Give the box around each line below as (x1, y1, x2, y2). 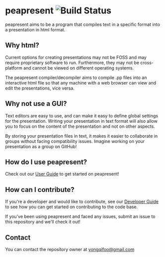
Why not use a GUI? (5, 99, 67, 108)
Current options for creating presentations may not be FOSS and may (5, 54, 147, 60)
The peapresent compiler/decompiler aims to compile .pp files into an (5, 75, 147, 81)
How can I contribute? (5, 185, 75, 194)
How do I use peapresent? (5, 158, 88, 166)
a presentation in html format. (5, 26, 65, 32)
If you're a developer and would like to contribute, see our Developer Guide (5, 199, 159, 205)
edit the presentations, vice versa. (5, 85, 75, 91)
